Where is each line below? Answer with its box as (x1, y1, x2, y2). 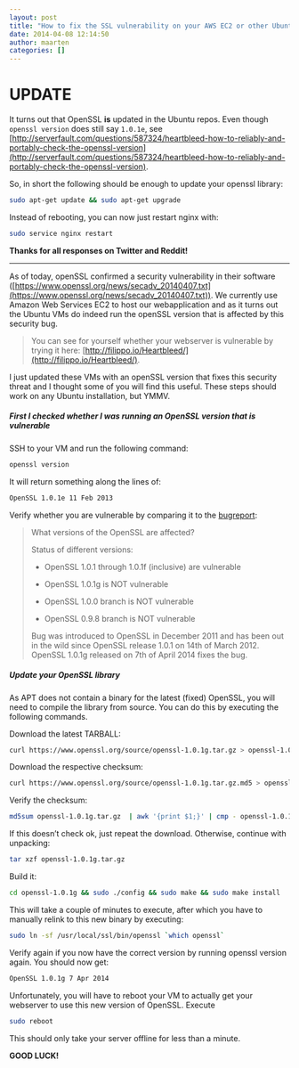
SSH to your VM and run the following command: (9, 443, 189, 453)
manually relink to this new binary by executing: (9, 914, 184, 925)
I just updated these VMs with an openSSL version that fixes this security (9, 371, 278, 382)
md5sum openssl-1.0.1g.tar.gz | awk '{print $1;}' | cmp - (9, 812, 238, 821)
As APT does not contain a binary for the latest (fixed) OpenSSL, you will (9, 692, 276, 703)
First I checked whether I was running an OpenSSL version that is (9, 411, 256, 421)
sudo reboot (9, 1016, 53, 1025)
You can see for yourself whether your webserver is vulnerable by (30, 335, 274, 346)
